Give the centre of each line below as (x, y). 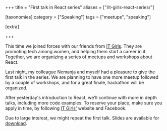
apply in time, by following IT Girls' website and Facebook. (66, 108)
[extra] (12, 27)
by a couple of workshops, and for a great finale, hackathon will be (75, 83)
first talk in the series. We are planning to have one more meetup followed (82, 77)
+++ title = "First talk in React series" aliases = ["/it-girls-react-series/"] (80, 7)
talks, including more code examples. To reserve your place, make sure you (84, 103)
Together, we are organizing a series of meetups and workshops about (79, 57)
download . (16, 123)
